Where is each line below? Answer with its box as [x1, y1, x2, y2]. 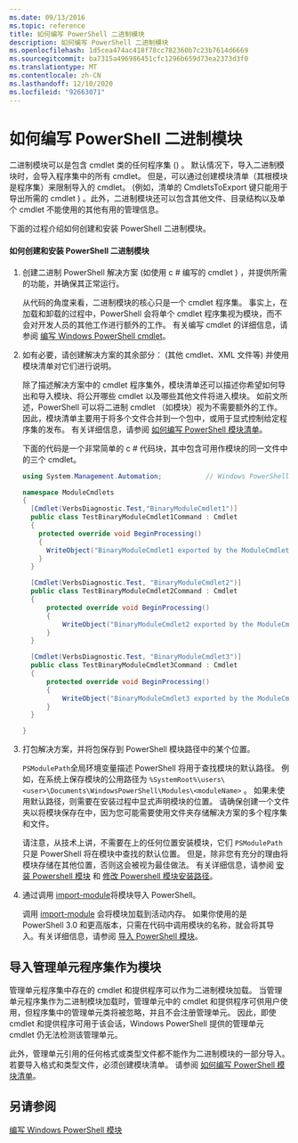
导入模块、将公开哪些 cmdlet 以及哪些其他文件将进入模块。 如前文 [37, 390, 280, 401]
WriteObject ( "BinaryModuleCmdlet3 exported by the [61, 694, 254, 703]
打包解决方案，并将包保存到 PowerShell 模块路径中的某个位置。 [21, 744, 255, 755]
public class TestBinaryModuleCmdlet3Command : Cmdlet [30, 661, 238, 670]
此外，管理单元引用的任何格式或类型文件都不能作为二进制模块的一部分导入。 [9, 1048, 290, 1058]
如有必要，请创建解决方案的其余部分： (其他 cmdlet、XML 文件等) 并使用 [21, 349, 289, 360]
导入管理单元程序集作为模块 [9, 959, 162, 975]
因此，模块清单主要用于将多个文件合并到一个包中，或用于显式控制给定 [21, 412, 280, 423]
